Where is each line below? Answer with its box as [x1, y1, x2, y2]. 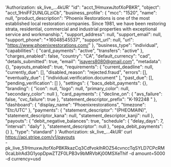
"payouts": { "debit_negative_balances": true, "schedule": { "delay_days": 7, [5, 118, 164, 124]
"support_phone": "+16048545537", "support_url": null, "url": [5, 37, 134, 43]
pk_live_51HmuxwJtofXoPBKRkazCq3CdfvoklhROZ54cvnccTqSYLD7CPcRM [5, 145, 165, 151]
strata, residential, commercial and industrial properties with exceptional [5, 26, 157, 32]
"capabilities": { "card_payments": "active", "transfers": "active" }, [5, 48, 144, 53]
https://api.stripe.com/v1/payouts [5, 134, 75, 140]
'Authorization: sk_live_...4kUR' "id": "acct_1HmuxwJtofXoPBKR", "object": [5, 5, 161, 10]
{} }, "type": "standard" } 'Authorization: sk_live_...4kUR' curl [5, 129, 132, 134]
